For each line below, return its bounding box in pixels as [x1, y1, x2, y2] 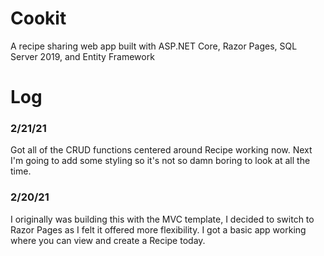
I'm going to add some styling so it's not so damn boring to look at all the [10, 155, 311, 167]
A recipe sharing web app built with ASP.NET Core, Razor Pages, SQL [10, 40, 298, 52]
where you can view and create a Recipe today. [10, 234, 206, 246]
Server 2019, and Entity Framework [10, 50, 155, 62]
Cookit [10, 7, 67, 30]
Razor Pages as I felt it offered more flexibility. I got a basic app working [10, 223, 307, 236]
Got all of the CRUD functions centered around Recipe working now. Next [10, 144, 313, 156]
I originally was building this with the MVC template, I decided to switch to [10, 213, 315, 225]
